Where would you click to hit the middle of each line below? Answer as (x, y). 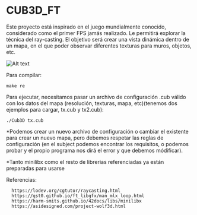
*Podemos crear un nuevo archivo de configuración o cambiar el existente (97, 131)
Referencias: (22, 179)
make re (16, 86)
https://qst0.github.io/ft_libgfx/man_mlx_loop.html (78, 196)
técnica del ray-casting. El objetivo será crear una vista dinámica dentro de (98, 39)
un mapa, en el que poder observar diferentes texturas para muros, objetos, (99, 46)
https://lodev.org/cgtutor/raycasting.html (66, 191)
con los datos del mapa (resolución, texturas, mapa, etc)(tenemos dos (92, 103)
